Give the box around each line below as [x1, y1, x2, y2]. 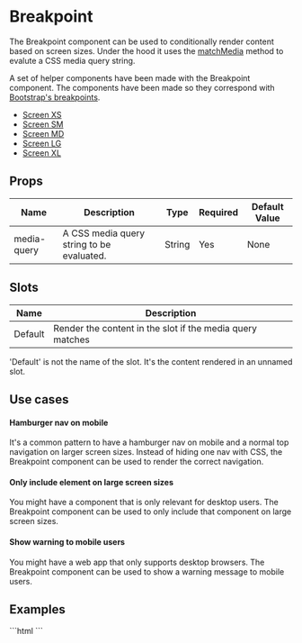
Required [199, 205, 239, 218]
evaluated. [62, 249, 107, 262]
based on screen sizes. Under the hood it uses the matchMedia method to [9, 45, 284, 56]
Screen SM [22, 119, 64, 130]
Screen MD [22, 128, 65, 139]
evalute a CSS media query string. [9, 55, 136, 66]
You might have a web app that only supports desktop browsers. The [9, 557, 265, 567]
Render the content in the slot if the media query [53, 321, 258, 334]
